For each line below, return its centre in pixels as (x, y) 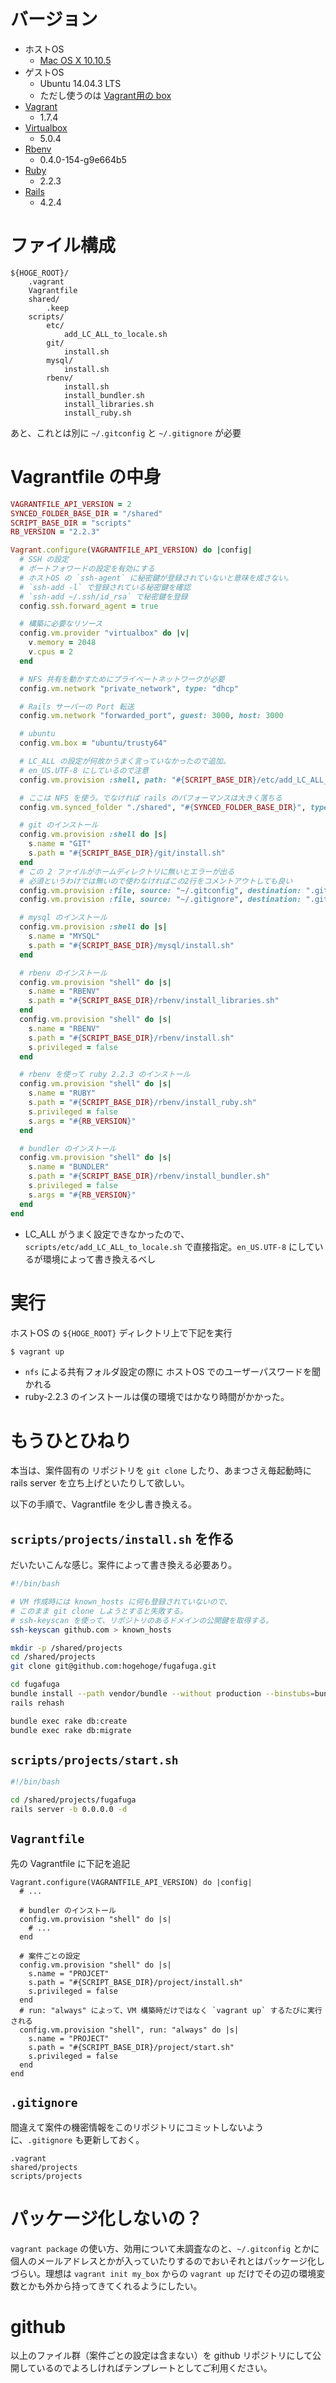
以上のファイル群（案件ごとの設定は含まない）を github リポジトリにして (161, 2356)
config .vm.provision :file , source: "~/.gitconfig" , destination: (160, 890)
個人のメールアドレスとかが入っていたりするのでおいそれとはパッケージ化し (168, 2261)
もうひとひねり (71, 1441)
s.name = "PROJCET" (69, 1973)
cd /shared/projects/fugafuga (73, 1800)
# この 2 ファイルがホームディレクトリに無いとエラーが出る (127, 871)
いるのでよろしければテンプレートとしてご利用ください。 (154, 2368)
